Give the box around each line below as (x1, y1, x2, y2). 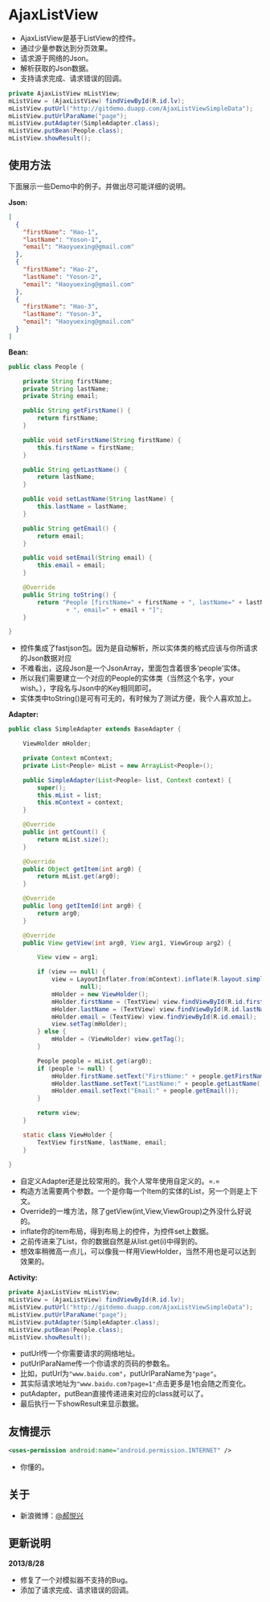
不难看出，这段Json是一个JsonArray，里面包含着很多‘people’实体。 (19, 663, 245, 673)
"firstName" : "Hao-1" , (22, 227, 99, 236)
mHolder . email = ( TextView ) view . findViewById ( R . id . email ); (51, 1013, 257, 1021)
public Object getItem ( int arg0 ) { (22, 865, 142, 873)
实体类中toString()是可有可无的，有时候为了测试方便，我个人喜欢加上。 (19, 694, 256, 703)
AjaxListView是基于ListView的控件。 (19, 33, 141, 43)
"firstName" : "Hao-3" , (22, 303, 99, 311)
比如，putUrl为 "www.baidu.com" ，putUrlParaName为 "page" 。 (19, 1369, 221, 1379)
